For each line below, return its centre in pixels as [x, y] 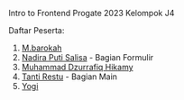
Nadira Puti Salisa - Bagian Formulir [87, 57]
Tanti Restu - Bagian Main [69, 77]
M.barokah [41, 48]
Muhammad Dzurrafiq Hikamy [77, 67]
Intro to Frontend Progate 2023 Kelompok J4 [92, 13]
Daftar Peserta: [37, 30]
